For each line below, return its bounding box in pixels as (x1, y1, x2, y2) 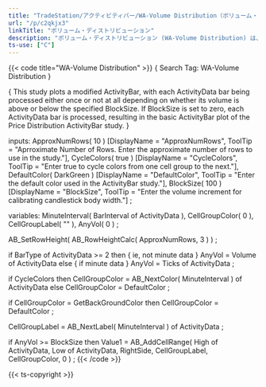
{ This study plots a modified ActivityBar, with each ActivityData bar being (8, 87, 250, 96)
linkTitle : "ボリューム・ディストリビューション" (8, 26, 155, 34)
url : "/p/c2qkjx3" (8, 19, 69, 27)
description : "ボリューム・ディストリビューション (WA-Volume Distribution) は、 (8, 33, 262, 42)
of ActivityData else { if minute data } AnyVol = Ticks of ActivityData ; (8, 259, 235, 268)
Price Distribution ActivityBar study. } (8, 121, 129, 131)
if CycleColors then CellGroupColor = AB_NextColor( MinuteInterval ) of (8, 274, 243, 283)
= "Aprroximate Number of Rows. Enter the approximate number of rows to (8, 145, 253, 154)
